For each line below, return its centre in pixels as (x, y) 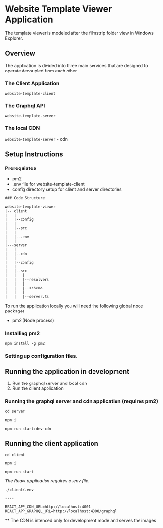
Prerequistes (21, 168)
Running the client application (52, 444)
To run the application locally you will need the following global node (74, 306)
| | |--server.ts (27, 297)
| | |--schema (24, 288)
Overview (20, 54)
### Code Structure (25, 198)
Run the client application (38, 388)
